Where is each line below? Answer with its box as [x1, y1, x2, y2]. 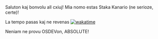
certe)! [5, 9, 19, 15]
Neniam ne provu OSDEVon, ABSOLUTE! [5, 29, 89, 34]
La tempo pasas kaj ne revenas [5, 19, 70, 25]
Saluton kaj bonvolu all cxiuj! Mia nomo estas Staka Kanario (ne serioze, [5, 4, 153, 10]
